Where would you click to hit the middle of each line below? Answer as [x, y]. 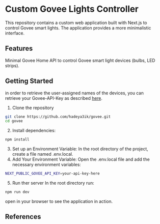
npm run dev [17, 192]
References [23, 217]
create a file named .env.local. [43, 154]
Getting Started [29, 81]
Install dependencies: [34, 131]
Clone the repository [33, 108]
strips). [12, 65]
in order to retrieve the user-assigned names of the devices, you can [74, 93]
